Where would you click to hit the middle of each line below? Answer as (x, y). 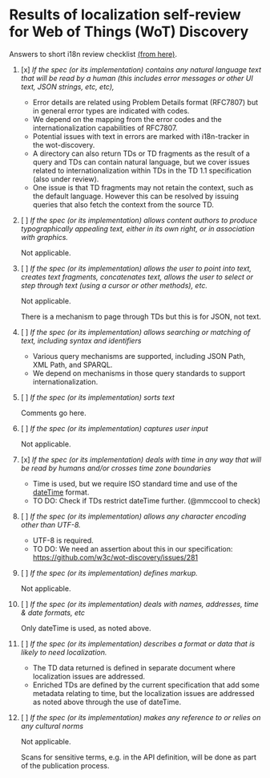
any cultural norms (52, 726)
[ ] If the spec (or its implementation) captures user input (114, 428)
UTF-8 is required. (63, 540)
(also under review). (66, 179)
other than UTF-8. (50, 524)
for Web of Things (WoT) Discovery (129, 32)
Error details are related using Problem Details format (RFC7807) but (145, 102)
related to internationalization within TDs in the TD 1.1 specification (142, 170)
